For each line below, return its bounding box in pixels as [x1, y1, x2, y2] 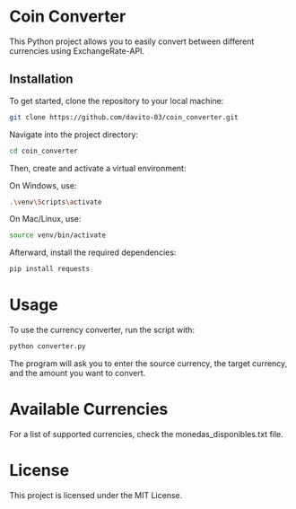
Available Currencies [9, 399, 169, 419]
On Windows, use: [9, 180, 77, 190]
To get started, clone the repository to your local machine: [9, 95, 224, 106]
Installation [9, 72, 74, 87]
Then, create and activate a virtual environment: [9, 162, 187, 173]
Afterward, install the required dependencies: [9, 247, 177, 258]
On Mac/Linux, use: [9, 214, 82, 224]
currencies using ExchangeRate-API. [9, 45, 145, 56]
